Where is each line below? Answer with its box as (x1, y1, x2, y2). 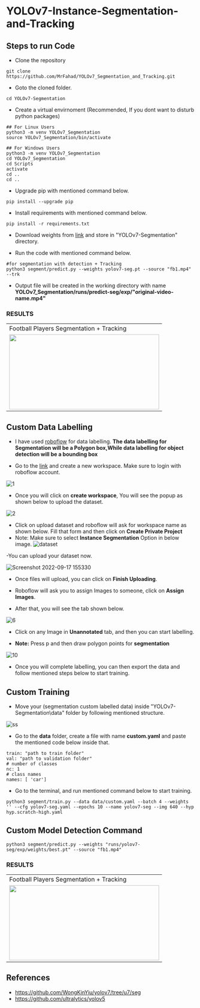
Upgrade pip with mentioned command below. (14, 187, 129, 194)
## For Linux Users (6, 124, 55, 130)
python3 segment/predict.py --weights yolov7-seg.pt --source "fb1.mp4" (6, 266, 192, 272)
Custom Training (6, 687, 70, 697)
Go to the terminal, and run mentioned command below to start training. (14, 787, 192, 794)
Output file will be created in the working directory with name (14, 282, 166, 289)
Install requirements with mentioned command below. (14, 209, 147, 216)
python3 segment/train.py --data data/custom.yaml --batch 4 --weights (6, 799, 189, 805)
